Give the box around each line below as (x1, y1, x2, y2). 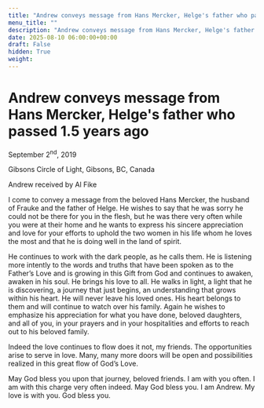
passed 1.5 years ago (8, 122, 149, 140)
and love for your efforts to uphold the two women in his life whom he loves (8, 228, 253, 238)
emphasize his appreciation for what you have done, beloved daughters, (8, 311, 242, 320)
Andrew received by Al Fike (8, 180, 97, 189)
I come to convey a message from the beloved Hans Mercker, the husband (8, 195, 250, 205)
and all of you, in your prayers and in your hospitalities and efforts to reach (8, 319, 250, 328)
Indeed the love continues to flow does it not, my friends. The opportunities (8, 342, 252, 352)
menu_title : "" (8, 19, 58, 27)
